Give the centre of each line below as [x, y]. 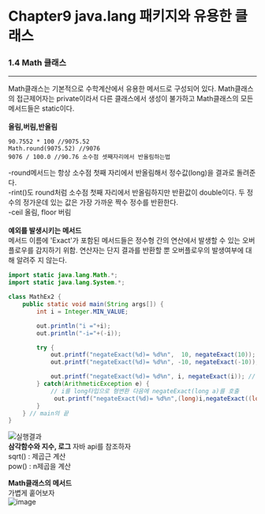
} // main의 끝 [46, 413]
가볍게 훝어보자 [32, 493]
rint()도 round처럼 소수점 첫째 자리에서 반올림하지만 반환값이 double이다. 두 [128, 193]
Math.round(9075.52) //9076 [54, 149]
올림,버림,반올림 [33, 127]
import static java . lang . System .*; [67, 283]
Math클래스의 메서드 [40, 483]
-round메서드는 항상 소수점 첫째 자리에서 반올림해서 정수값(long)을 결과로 [121, 173]
